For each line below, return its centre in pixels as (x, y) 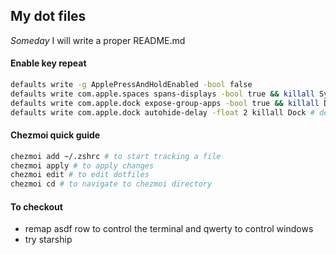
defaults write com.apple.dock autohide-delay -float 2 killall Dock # (162, 112)
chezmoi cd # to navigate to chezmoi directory (111, 184)
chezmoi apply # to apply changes (82, 165)
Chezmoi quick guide (55, 135)
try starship (48, 240)
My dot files (48, 16)
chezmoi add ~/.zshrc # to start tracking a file (116, 156)
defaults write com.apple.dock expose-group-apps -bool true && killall (165, 103)
